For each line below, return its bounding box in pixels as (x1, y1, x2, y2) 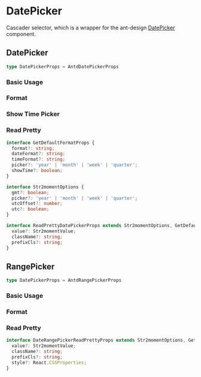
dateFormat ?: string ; (11, 151, 66, 157)
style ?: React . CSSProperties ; (11, 360, 87, 366)
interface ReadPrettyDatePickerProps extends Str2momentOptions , (6, 223, 172, 229)
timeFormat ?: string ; (11, 156, 66, 162)
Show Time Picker (6, 110, 60, 118)
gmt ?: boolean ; (11, 189, 50, 195)
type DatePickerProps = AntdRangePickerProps (6, 278, 121, 283)
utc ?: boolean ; (11, 206, 50, 212)
